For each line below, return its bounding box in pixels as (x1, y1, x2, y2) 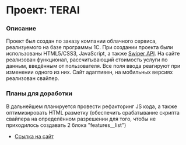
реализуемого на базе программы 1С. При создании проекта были (6, 44, 173, 51)
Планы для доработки (6, 89, 73, 98)
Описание (6, 25, 37, 33)
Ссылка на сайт (14, 133, 54, 140)
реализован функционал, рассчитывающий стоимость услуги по (6, 56, 168, 63)
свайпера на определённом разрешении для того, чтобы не (6, 115, 156, 122)
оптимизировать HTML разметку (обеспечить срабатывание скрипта (6, 109, 180, 116)
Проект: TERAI (6, 4, 80, 17)
